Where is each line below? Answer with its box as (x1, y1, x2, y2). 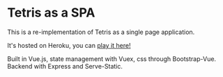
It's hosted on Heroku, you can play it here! (7, 41, 131, 49)
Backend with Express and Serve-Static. (7, 62, 123, 70)
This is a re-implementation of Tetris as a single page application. (7, 28, 195, 36)
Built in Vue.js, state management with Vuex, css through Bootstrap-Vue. (7, 54, 217, 63)
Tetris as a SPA (7, 5, 95, 21)
